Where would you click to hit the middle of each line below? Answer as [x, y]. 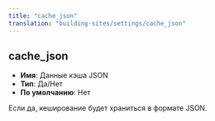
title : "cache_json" [43, 16]
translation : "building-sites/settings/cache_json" [97, 23]
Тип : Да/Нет [41, 84]
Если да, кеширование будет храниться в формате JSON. [108, 108]
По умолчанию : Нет [55, 93]
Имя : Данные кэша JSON [64, 75]
